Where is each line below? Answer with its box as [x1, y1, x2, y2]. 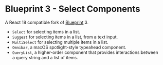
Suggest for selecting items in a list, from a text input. [12, 34, 118, 40]
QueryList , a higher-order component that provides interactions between [12, 49, 159, 55]
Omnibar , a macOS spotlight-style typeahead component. [12, 44, 127, 50]
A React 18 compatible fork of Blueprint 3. [5, 19, 89, 25]
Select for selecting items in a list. [12, 29, 80, 34]
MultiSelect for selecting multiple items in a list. [12, 39, 109, 45]
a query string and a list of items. [12, 54, 78, 60]
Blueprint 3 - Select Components [5, 3, 140, 15]
